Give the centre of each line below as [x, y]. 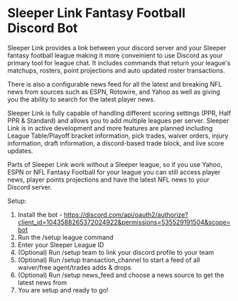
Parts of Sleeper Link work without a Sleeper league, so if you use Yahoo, [115, 164]
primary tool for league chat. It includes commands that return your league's [119, 62]
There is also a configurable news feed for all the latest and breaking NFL [115, 84]
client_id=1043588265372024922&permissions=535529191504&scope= [124, 222]
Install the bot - [40, 214]
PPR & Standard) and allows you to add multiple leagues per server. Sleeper [118, 120]
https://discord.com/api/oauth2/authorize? [126, 214]
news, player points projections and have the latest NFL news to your [108, 180]
